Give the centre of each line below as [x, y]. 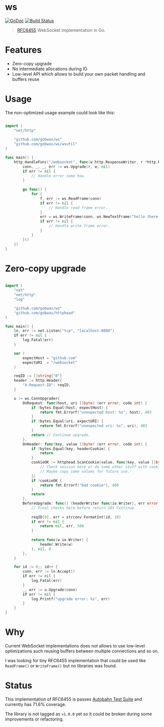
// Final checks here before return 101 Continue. [84, 508]
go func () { [35, 190]
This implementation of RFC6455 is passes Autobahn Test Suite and [74, 699]
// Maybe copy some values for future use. [85, 471]
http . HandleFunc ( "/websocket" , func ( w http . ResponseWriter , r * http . [86, 162]
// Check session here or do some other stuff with [93, 467]
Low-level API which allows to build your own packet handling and [79, 74]
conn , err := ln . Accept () [49, 571]
